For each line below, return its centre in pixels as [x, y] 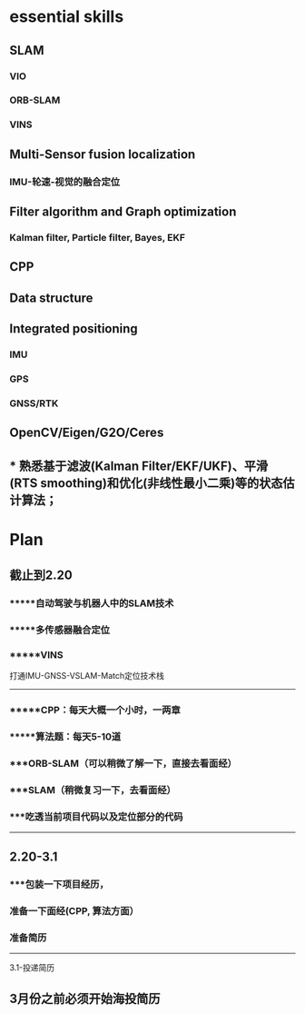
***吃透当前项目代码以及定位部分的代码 [96, 817]
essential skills [67, 17]
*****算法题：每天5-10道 [65, 737]
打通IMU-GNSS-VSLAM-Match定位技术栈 [87, 676]
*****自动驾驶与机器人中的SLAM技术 [92, 603]
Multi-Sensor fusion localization [103, 154]
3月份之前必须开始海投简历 [85, 999]
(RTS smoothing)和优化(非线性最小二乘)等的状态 [146, 483]
